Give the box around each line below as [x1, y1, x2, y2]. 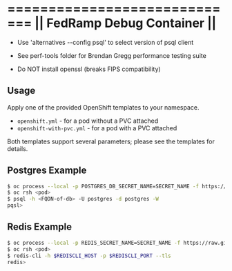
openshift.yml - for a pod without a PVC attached [17, 117, 159, 125]
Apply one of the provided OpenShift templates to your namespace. [7, 103, 200, 111]
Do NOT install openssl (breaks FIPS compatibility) [17, 65, 161, 73]
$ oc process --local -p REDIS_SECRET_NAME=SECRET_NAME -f [7, 239, 181, 246]
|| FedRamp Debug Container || [34, 15, 217, 31]
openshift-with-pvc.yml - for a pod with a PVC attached [17, 123, 177, 132]
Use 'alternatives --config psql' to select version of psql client [17, 38, 194, 46]
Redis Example [7, 221, 72, 233]
